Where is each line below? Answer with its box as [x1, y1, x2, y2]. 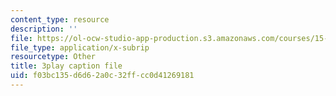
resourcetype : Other [10, 52, 97, 62]
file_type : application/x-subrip [10, 42, 150, 53]
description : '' [10, 24, 78, 34]
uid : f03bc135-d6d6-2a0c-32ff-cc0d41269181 [10, 71, 195, 81]
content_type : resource [10, 14, 110, 25]
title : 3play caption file [10, 61, 123, 71]
